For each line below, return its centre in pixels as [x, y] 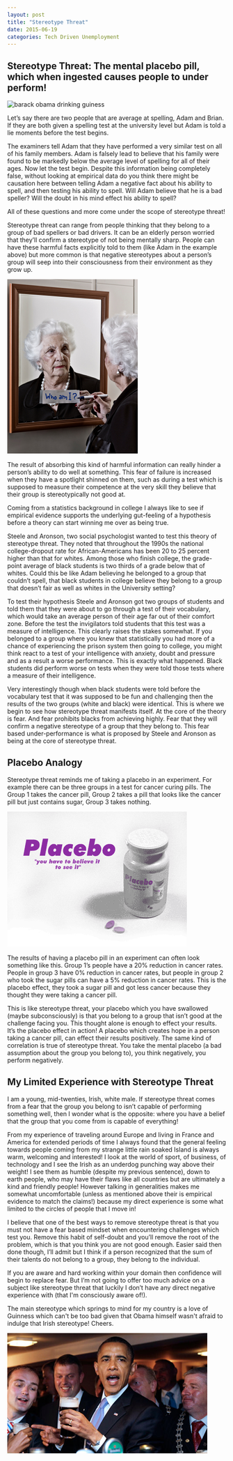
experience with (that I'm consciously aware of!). [77, 1295]
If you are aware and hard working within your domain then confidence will [114, 1273]
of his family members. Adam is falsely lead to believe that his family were [113, 154]
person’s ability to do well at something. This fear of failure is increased [109, 472]
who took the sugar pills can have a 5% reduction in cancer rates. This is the [117, 980]
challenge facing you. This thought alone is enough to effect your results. [112, 1023]
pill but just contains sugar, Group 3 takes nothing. [79, 802]
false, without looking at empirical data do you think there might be [103, 176]
